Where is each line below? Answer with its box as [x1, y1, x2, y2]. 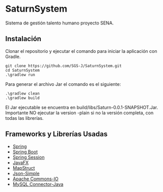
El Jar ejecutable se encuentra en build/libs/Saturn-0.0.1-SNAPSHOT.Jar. [5, 104, 158, 110]
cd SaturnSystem [5, 68, 40, 73]
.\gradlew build [5, 95, 40, 101]
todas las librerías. [5, 115, 44, 121]
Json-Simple [12, 170, 40, 176]
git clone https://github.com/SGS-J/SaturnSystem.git [5, 63, 122, 69]
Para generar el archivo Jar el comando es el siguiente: [5, 81, 121, 87]
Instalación [5, 35, 42, 43]
